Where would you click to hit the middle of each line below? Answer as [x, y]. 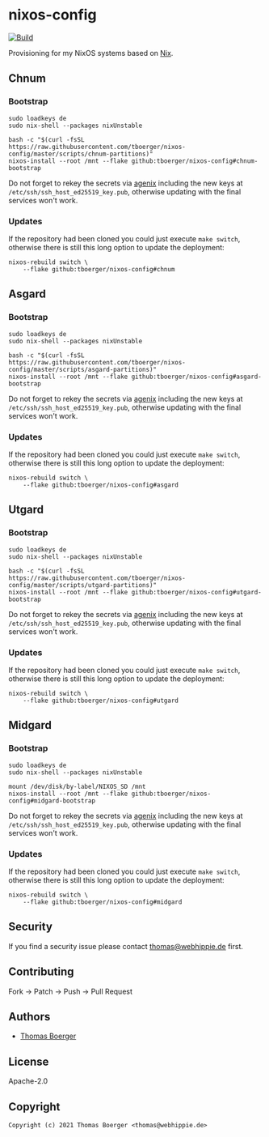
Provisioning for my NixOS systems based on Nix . [91, 53]
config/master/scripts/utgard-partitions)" [83, 585]
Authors [29, 1017]
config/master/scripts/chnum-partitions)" [81, 154]
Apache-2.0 [28, 1081]
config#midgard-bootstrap [52, 801]
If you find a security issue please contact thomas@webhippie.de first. [126, 946]
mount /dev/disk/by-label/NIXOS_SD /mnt [78, 786]
